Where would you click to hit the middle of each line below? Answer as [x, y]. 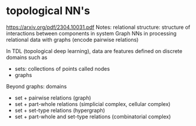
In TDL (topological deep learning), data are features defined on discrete [94, 51]
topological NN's [48, 11]
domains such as [27, 57]
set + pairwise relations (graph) [53, 98]
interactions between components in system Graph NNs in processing [92, 33]
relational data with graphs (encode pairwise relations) [72, 39]
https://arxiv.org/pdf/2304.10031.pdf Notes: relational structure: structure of [98, 27]
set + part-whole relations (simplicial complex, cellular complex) [92, 104]
